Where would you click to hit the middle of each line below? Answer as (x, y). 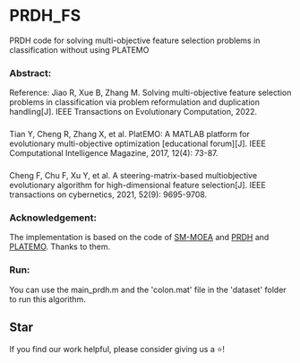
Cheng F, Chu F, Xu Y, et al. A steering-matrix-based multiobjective (133, 176)
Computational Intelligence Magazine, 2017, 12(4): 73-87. (114, 153)
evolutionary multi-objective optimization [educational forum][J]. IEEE (137, 143)
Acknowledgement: (53, 218)
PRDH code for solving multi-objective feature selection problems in (135, 40)
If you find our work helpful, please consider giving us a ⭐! (117, 350)
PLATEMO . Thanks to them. (60, 246)
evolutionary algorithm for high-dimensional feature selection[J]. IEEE (137, 186)
